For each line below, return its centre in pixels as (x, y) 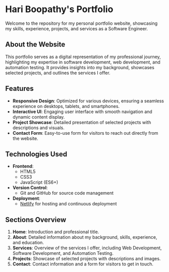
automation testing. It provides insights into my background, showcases (80, 67)
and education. (28, 243)
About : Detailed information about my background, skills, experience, (85, 237)
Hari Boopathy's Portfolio (59, 9)
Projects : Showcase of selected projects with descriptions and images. (87, 259)
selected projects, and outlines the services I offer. (58, 73)
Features (19, 89)
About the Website (35, 45)
